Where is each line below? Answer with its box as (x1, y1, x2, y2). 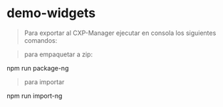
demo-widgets (6, 5, 96, 21)
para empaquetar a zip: (24, 50, 93, 58)
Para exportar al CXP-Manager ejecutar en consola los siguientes (24, 29, 217, 37)
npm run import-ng (6, 91, 63, 100)
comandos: (24, 36, 58, 44)
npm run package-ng (6, 63, 69, 72)
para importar (24, 77, 65, 86)
